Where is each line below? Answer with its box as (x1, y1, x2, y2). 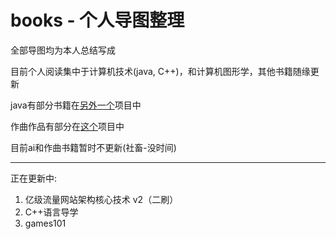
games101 (24, 217, 67, 229)
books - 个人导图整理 (10, 9, 185, 32)
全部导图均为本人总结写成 (10, 44, 116, 56)
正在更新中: (10, 172, 58, 184)
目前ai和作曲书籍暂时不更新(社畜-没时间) (10, 141, 177, 153)
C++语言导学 (24, 206, 79, 218)
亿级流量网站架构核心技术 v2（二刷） (24, 193, 179, 205)
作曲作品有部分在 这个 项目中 (10, 120, 125, 132)
